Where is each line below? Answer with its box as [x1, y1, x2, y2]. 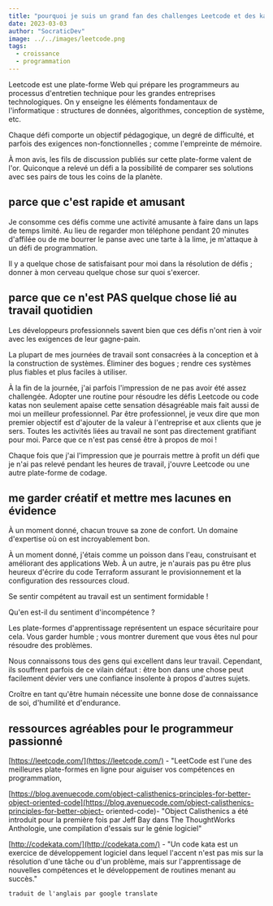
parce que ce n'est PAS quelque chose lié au [8, 291, 237, 305]
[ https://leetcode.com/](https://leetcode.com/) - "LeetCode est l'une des [8, 756, 252, 766]
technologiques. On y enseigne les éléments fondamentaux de [8, 97, 218, 107]
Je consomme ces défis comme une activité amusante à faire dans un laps [8, 217, 258, 226]
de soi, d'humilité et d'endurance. [8, 698, 121, 708]
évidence [8, 504, 57, 518]
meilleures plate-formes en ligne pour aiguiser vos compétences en [8, 764, 236, 774]
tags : [8, 42, 27, 50]
